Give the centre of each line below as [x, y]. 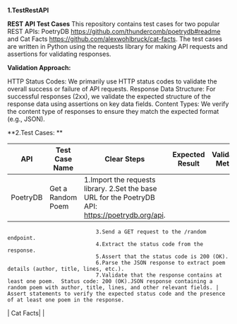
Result [188, 163]
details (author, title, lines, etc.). [66, 269]
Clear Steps [125, 159]
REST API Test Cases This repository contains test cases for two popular [114, 24]
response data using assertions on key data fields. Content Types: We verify [118, 104]
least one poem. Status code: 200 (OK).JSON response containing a [110, 282]
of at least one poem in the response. [66, 300]
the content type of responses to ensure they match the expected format [113, 111]
